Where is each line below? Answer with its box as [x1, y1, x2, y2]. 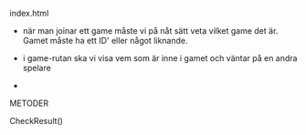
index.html [9, 8, 49, 18]
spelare [22, 63, 52, 73]
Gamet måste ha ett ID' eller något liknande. [22, 36, 189, 46]
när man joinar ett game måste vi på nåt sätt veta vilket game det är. [22, 26, 279, 36]
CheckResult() [9, 116, 64, 126]
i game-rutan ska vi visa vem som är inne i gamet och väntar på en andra [22, 53, 298, 63]
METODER [9, 98, 48, 109]
